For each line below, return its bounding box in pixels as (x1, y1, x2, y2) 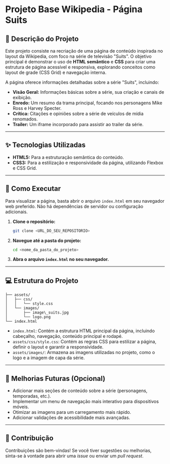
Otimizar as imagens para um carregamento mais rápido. (12, 409, 132, 415)
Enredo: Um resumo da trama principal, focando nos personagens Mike (12, 100, 163, 106)
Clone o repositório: (12, 218, 56, 224)
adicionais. (5, 209, 28, 215)
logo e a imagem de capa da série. (12, 355, 85, 361)
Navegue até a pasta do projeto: (12, 237, 81, 244)
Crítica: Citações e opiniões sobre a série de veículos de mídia (12, 110, 144, 117)
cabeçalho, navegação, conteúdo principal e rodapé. (12, 333, 123, 339)
